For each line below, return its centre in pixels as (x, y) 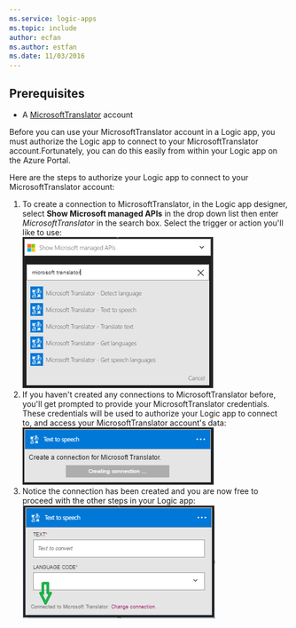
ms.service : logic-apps (53, 19)
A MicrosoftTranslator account (78, 115)
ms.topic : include (43, 28)
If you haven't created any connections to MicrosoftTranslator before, (149, 394)
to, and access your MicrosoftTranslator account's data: (124, 423)
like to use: (42, 232)
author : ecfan (35, 37)
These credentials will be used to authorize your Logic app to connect (149, 413)
